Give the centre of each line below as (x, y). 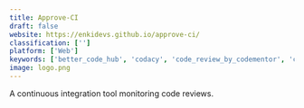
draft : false (34, 26)
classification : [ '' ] (50, 43)
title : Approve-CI (44, 18)
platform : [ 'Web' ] (44, 51)
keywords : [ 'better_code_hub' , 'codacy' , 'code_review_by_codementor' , (147, 59)
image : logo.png (40, 68)
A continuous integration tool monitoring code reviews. (112, 93)
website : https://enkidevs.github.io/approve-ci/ (105, 34)
